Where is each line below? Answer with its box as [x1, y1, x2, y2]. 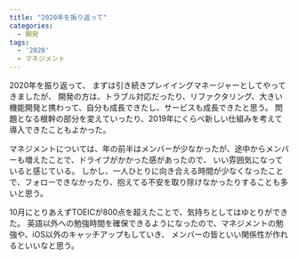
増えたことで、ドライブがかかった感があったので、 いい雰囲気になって [24, 155, 283, 165]
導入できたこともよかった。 [9, 125, 111, 134]
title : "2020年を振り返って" [9, 12, 108, 22]
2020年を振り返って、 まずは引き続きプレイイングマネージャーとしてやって [9, 80, 286, 90]
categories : [9, 21, 53, 30]
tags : [9, 37, 29, 47]
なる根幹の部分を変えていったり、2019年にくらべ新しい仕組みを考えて [24, 113, 283, 124]
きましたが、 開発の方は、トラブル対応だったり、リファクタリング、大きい [9, 91, 283, 101]
